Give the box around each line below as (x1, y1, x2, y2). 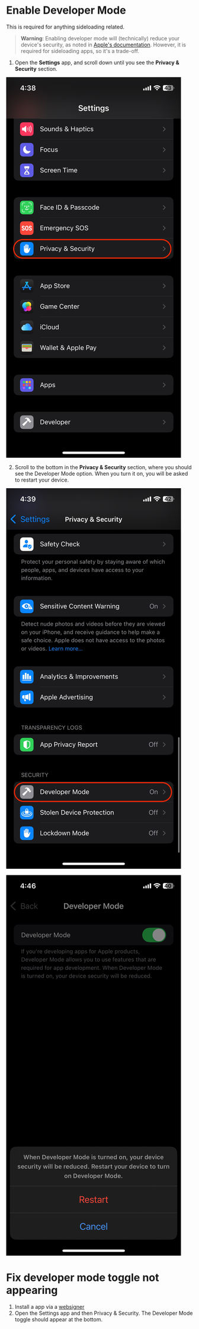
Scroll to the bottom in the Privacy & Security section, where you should (14, 463, 192, 470)
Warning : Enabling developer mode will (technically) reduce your (20, 34, 180, 42)
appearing (6, 1284, 58, 1297)
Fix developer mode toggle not (6, 1271, 159, 1284)
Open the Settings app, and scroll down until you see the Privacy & (14, 59, 179, 66)
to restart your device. (14, 476, 69, 483)
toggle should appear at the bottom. (14, 1315, 102, 1323)
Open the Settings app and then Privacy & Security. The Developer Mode (14, 1309, 193, 1317)
